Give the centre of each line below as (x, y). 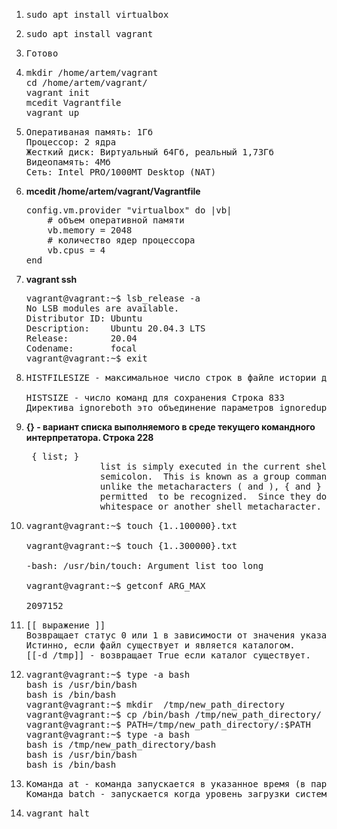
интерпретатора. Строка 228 (89, 437)
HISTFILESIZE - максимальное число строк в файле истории (171, 377)
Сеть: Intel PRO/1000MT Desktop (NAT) (121, 172)
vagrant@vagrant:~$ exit (86, 358)
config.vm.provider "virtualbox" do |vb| (129, 210)
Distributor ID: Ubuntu (84, 318)
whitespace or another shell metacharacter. (210, 506)
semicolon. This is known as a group (195, 476)
